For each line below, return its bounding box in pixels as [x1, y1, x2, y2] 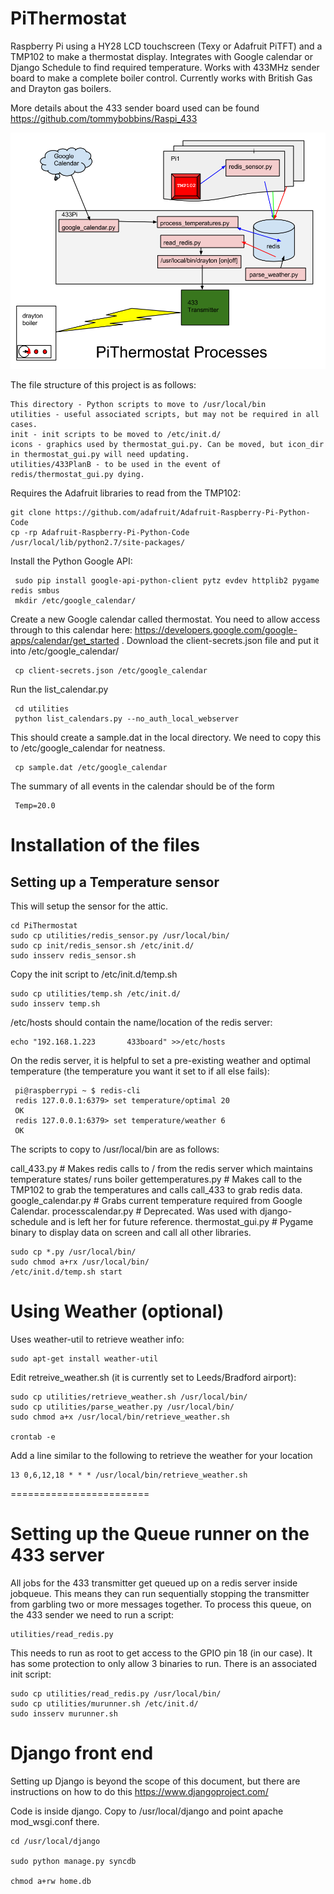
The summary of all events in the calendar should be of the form [10, 780, 275, 792]
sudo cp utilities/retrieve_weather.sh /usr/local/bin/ [10, 1392, 248, 1402]
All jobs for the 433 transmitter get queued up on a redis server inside [10, 1577, 298, 1589]
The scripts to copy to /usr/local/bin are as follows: [10, 1143, 220, 1155]
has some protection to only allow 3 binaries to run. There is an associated [10, 1657, 318, 1669]
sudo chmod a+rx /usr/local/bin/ [10, 1257, 150, 1267]
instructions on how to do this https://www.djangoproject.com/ [10, 1785, 269, 1797]
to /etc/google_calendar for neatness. [10, 742, 166, 754]
